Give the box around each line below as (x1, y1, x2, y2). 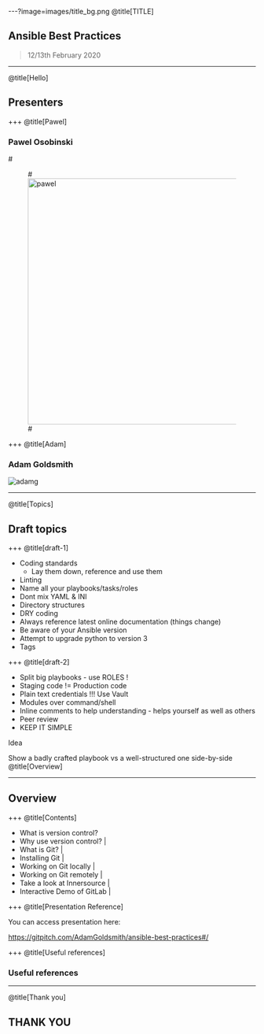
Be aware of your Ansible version (19, 625, 127, 635)
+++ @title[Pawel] (8, 117, 68, 126)
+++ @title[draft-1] (8, 543, 69, 553)
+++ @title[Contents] (8, 813, 77, 822)
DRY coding (19, 609, 59, 618)
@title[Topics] (8, 499, 53, 509)
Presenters (8, 96, 64, 109)
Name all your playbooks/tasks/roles (19, 584, 139, 593)
